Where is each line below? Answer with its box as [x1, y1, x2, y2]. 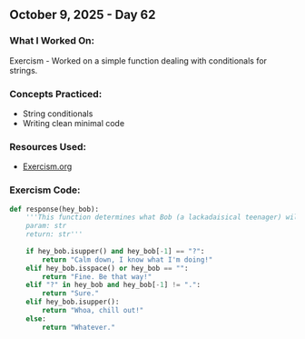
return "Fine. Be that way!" [42, 272, 152, 281]
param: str [25, 222, 67, 231]
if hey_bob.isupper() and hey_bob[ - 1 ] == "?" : [25, 246, 205, 255]
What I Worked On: [9, 35, 95, 47]
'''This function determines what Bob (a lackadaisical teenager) [25, 213, 282, 222]
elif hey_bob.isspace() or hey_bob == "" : [25, 264, 189, 273]
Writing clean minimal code [22, 117, 125, 128]
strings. [9, 65, 38, 75]
